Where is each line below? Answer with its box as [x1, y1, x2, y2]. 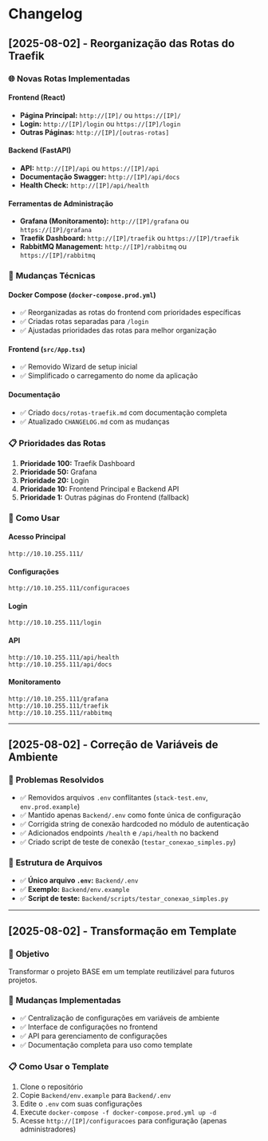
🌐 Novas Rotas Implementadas [8, 73, 130, 84]
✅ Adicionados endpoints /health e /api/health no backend [19, 827, 219, 838]
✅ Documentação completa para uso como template [19, 1040, 193, 1049]
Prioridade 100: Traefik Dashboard [19, 458, 136, 468]
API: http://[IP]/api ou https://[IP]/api [19, 163, 160, 172]
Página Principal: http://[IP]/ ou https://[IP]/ [19, 110, 182, 120]
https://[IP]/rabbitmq [19, 252, 96, 260]
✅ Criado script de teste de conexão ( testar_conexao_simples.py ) [19, 837, 237, 847]
